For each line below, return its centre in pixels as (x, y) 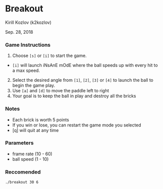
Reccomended (23, 172)
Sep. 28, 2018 (19, 32)
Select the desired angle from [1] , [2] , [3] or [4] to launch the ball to (83, 80)
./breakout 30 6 (22, 182)
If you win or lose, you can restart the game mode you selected (77, 125)
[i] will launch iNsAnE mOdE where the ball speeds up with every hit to (85, 65)
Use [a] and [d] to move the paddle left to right (61, 91)
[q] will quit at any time (36, 130)
